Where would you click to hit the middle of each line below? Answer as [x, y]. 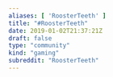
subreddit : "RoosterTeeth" [54, 61]
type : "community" [39, 46]
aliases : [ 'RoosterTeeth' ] [57, 16]
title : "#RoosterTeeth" [48, 23]
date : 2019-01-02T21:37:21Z [56, 30]
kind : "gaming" [34, 53]
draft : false [30, 38]
